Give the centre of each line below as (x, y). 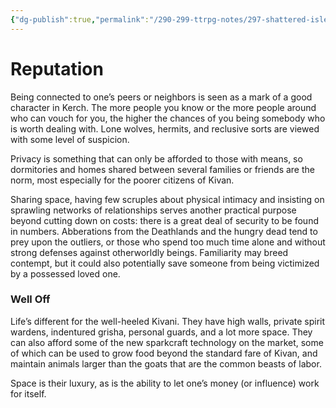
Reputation (57, 68)
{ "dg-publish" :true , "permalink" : (80, 19)
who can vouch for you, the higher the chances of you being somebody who (168, 118)
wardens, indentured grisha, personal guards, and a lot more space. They (161, 332)
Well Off (30, 299)
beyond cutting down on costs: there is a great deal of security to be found (164, 220)
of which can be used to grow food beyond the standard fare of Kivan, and (164, 353)
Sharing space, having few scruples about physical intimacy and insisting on (167, 199)
